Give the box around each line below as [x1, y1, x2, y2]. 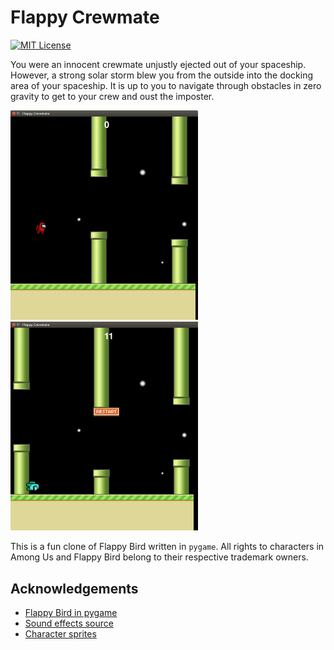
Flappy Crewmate [10, 6, 160, 29]
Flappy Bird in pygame [24, 607, 118, 619]
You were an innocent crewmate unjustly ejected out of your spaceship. [10, 58, 307, 70]
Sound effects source [24, 617, 114, 630]
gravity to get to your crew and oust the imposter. [10, 90, 215, 102]
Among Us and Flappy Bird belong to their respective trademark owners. [10, 551, 309, 563]
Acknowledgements [10, 580, 139, 597]
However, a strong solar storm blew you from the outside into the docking [10, 69, 314, 81]
